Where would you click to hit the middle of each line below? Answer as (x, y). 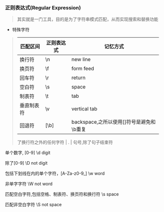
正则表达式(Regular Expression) (43, 7)
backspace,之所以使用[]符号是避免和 (114, 122)
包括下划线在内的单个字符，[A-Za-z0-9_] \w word (55, 173)
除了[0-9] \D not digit (26, 163)
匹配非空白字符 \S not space (33, 205)
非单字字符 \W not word (29, 184)
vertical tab (84, 109)
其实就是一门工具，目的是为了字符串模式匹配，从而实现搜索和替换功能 (88, 19)
